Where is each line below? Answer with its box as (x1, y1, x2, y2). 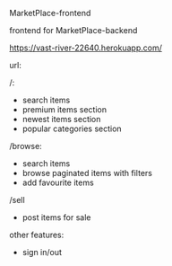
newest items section (21, 114, 101, 124)
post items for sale (21, 212, 91, 223)
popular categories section (21, 123, 123, 134)
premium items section (21, 104, 107, 115)
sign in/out (21, 247, 63, 257)
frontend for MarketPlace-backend (9, 25, 138, 35)
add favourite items (21, 177, 94, 188)
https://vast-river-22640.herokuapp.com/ (9, 42, 163, 53)
